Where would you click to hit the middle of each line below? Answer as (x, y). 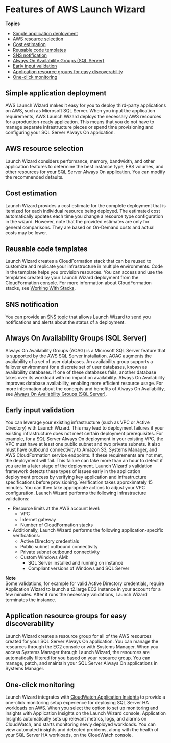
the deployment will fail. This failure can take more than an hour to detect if (84, 460)
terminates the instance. (31, 600)
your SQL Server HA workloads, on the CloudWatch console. (69, 735)
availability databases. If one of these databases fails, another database (81, 372)
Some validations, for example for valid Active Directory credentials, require (85, 583)
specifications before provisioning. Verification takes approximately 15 (79, 482)
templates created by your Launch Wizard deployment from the (72, 278)
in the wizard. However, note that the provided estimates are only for (77, 222)
